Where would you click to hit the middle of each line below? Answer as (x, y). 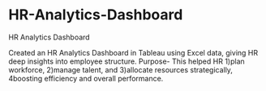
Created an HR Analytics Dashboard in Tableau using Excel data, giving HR (133, 52)
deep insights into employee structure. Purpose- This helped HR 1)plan (127, 61)
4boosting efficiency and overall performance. (86, 78)
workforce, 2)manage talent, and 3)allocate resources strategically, (121, 69)
